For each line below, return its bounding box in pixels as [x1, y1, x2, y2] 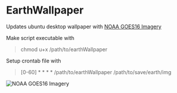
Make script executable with [6, 34, 75, 41]
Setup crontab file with [6, 57, 62, 64]
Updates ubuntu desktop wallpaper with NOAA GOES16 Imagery [6, 23, 162, 30]
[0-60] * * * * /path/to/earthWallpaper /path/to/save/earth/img [20, 68, 172, 75]
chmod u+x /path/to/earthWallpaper [20, 45, 108, 53]
